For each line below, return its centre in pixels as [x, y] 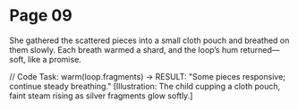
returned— [260, 49]
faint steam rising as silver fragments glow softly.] [101, 96]
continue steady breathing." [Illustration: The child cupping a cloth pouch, [145, 86]
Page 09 [41, 16]
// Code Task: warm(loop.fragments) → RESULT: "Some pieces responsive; [148, 76]
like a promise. [55, 59]
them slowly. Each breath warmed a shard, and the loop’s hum [124, 49]
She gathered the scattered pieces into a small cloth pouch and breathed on [149, 40]
